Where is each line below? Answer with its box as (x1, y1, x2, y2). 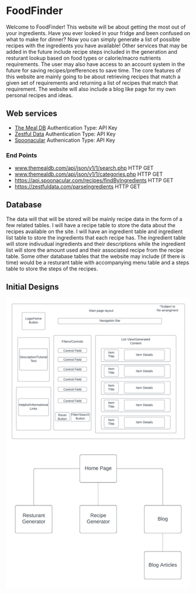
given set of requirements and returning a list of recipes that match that (6, 79, 178, 86)
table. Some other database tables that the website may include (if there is (6, 252, 185, 259)
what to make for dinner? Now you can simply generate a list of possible (6, 36, 180, 43)
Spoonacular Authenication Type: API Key (14, 136, 115, 144)
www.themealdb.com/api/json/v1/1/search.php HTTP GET (14, 165, 154, 172)
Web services (6, 109, 57, 119)
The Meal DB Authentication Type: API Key (14, 124, 118, 131)
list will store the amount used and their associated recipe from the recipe (6, 247, 184, 254)
